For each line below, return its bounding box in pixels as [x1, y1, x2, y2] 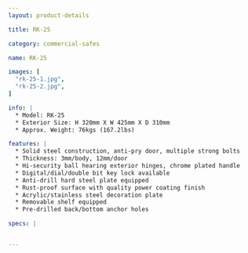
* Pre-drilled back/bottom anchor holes [15, 205, 149, 214]
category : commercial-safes [8, 40, 100, 48]
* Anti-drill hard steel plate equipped [15, 176, 149, 184]
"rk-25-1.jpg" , [15, 75, 65, 83]
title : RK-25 [8, 25, 51, 34]
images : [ [8, 68, 41, 76]
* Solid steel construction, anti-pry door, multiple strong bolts [15, 147, 241, 155]
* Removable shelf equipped [15, 198, 108, 206]
